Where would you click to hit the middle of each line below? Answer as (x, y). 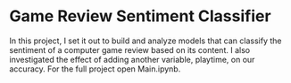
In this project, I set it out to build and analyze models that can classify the (146, 41)
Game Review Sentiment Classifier (140, 16)
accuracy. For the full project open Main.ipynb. (95, 69)
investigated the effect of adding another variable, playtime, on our (132, 59)
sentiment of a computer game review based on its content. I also (130, 49)
